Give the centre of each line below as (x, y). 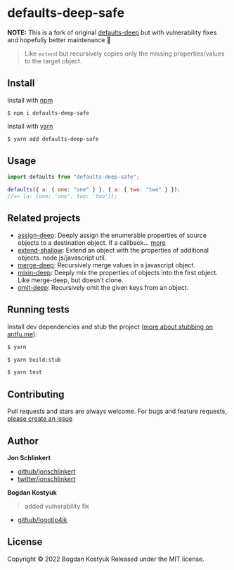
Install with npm (30, 100)
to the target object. (53, 61)
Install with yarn (30, 126)
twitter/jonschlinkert (46, 479)
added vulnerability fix (57, 506)
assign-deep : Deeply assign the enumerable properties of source (112, 235)
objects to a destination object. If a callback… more (92, 242)
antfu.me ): (22, 334)
